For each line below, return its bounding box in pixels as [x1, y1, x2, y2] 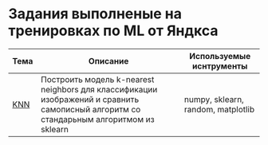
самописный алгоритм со [41, 104, 141, 115]
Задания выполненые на [8, 5, 182, 23]
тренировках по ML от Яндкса [8, 22, 219, 40]
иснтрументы [192, 61, 248, 72]
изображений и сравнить [41, 93, 140, 104]
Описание [88, 55, 129, 66]
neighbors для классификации [41, 84, 158, 95]
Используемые [189, 50, 251, 61]
